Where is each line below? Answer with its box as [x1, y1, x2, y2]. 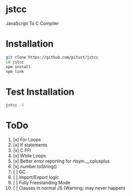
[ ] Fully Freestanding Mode [13, 180, 71, 186]
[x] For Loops [13, 137, 41, 143]
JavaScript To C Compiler [6, 20, 59, 26]
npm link [6, 69, 24, 74]
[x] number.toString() [13, 164, 57, 170]
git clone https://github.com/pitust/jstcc [6, 55, 99, 60]
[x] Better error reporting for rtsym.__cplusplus [13, 158, 110, 164]
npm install [6, 64, 31, 69]
